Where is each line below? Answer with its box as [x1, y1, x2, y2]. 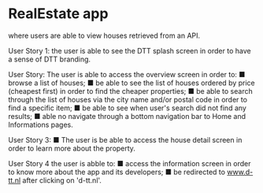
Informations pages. [8, 120, 73, 129]
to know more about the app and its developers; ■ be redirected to [8, 167, 226, 176]
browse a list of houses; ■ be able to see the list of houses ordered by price [8, 78, 256, 87]
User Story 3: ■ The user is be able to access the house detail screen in [8, 135, 243, 144]
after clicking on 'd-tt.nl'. [22, 175, 102, 185]
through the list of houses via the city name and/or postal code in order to [8, 95, 248, 104]
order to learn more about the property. [8, 143, 136, 153]
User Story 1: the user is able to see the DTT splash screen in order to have [8, 46, 251, 55]
